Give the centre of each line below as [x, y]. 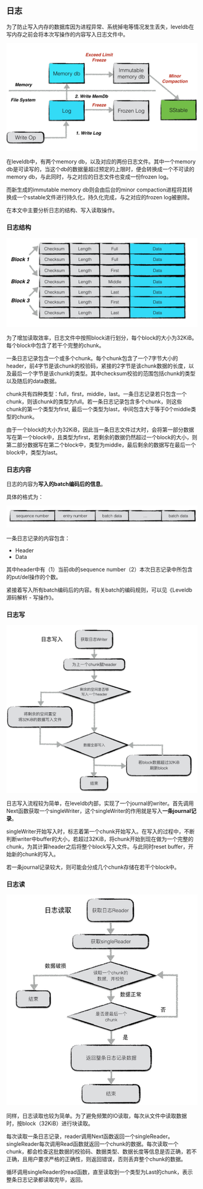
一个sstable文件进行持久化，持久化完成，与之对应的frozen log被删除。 [105, 197]
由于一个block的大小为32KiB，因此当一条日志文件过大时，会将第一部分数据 [100, 430]
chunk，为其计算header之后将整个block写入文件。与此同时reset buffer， [97, 847]
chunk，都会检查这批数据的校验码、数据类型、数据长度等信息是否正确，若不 [101, 1151]
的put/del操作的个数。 [34, 577]
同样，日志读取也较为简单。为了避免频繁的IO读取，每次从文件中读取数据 [97, 1115]
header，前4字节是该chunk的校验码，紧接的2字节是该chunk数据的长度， [98, 366]
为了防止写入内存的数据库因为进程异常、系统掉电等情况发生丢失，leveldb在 [100, 27]
